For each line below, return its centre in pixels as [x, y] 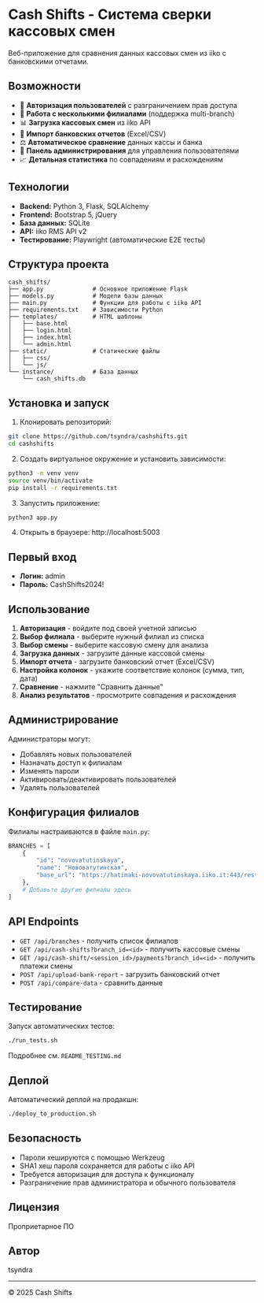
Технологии [38, 187]
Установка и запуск [59, 403]
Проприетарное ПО [41, 1226]
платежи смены [46, 966]
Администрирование [64, 720]
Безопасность [45, 1139]
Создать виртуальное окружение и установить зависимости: [123, 458]
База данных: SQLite [55, 223]
